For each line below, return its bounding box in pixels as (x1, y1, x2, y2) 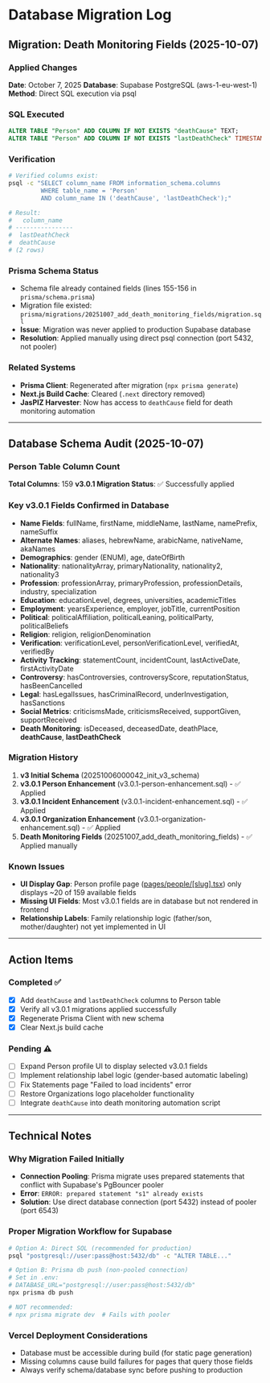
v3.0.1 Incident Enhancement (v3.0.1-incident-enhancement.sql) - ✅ (19, 796, 248, 806)
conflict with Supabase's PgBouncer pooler (19, 1180, 164, 1190)
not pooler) (19, 342, 58, 352)
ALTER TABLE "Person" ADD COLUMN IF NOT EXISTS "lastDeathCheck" (8, 134, 231, 142)
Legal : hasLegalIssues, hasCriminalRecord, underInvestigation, (19, 689, 229, 699)
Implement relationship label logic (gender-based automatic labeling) (19, 1071, 249, 1080)
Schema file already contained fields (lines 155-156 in (19, 283, 197, 293)
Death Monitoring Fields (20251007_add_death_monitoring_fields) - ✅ (19, 832, 253, 841)
